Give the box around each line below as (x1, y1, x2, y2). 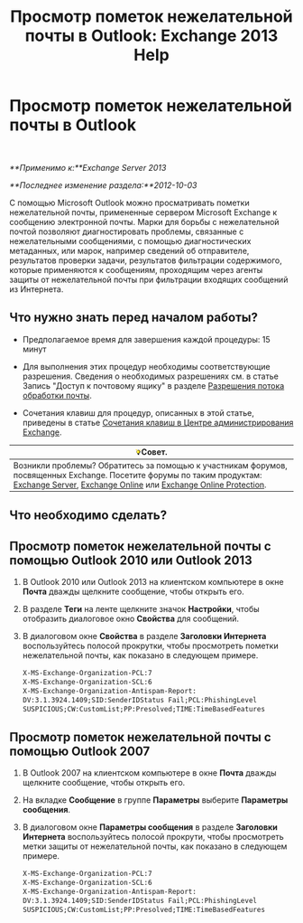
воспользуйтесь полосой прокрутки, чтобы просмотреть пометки (22, 640, 279, 652)
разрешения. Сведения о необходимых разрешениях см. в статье (22, 371, 280, 381)
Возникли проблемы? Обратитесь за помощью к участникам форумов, (13, 459, 288, 471)
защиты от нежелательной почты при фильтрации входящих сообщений (9, 274, 289, 285)
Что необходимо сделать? (9, 508, 168, 523)
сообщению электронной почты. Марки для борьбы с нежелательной (9, 216, 280, 227)
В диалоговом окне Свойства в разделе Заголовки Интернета (22, 631, 267, 642)
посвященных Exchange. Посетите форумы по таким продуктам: (13, 469, 262, 480)
